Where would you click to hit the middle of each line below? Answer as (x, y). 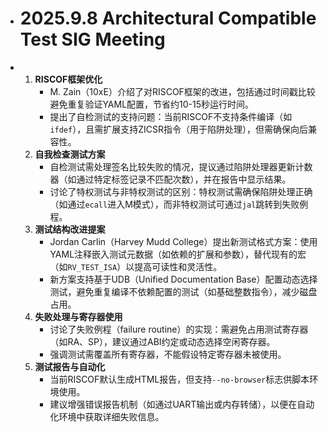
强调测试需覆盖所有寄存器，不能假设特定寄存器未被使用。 (168, 354)
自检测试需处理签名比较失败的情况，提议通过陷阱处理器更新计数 (181, 166)
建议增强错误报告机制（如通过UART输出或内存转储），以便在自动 (182, 404)
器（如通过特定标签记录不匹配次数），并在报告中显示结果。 (170, 179)
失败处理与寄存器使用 (78, 316)
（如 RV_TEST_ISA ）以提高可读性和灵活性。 (136, 266)
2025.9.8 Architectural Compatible (168, 18)
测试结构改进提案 (70, 229)
